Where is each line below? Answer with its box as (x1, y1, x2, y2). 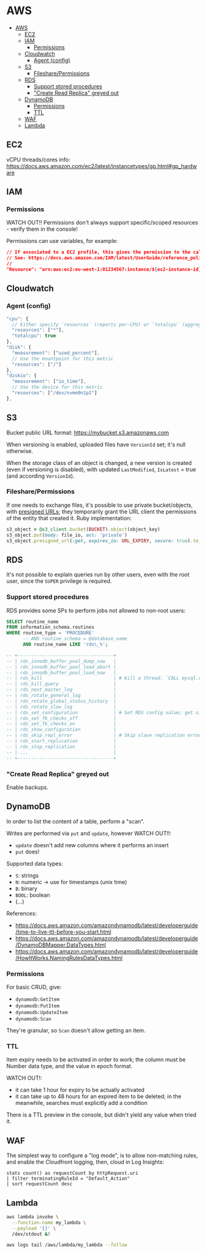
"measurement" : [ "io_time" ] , (12, 379, 86, 385)
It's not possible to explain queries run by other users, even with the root (6, 571, 190, 579)
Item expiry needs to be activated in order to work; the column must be (6, 1056, 186, 1063)
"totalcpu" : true (12, 333, 56, 339)
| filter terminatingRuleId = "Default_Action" (6, 1175, 131, 1182)
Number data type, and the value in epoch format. (6, 1063, 133, 1070)
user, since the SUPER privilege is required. (6, 577, 112, 585)
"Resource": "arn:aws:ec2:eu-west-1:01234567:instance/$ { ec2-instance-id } (6, 266, 202, 273)
